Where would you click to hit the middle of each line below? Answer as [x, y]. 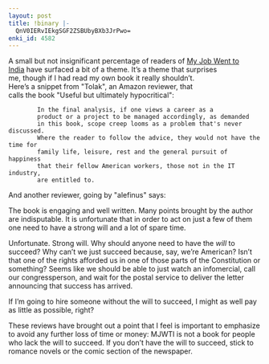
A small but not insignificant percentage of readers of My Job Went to [124, 61]
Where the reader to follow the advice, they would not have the [149, 138]
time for [23, 145]
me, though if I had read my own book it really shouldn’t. [102, 78]
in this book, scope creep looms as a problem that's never [140, 124]
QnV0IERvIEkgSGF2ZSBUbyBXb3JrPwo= [73, 31]
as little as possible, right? [51, 310]
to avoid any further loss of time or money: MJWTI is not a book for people [132, 334]
